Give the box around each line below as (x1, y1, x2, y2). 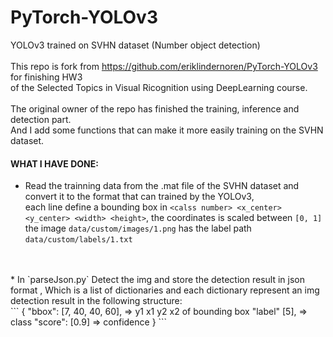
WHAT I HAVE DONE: (10, 157, 99, 170)
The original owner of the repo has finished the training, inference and (10, 102, 300, 115)
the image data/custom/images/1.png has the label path (24, 222, 252, 235)
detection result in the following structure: (10, 295, 183, 307)
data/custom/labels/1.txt (24, 235, 133, 245)
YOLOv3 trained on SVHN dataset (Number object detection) (10, 39, 261, 51)
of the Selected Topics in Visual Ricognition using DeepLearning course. (10, 81, 308, 93)
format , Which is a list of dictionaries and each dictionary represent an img (10, 284, 320, 296)
